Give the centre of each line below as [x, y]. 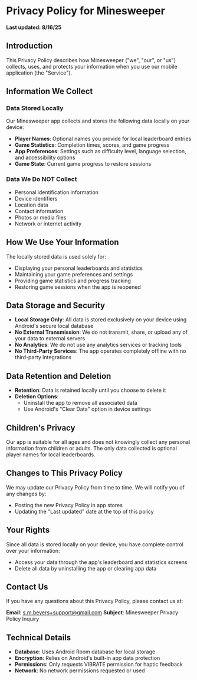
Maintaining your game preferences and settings [74, 274]
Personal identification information [56, 192]
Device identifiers [36, 198]
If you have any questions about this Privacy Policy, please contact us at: [95, 601]
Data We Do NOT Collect [42, 179]
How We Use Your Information [63, 242]
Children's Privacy [41, 428]
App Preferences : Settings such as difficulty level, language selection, [101, 152]
